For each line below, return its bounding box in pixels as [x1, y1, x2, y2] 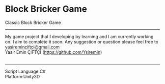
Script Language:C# [5, 68, 46, 74]
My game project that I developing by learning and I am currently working [5, 33, 154, 40]
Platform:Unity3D [5, 73, 40, 79]
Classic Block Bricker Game [5, 20, 61, 25]
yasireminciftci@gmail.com [5, 44, 60, 50]
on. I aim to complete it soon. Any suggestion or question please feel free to [5, 39, 159, 44]
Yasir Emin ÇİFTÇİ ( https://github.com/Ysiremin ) [5, 49, 102, 55]
